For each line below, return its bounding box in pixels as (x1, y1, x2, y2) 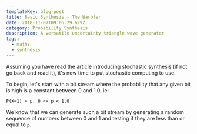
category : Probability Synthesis (6, 25, 88, 31)
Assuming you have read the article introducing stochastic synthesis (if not (6, 63, 188, 70)
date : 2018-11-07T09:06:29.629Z (6, 19, 85, 25)
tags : (6, 36, 19, 42)
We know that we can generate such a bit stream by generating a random (6, 108, 184, 115)
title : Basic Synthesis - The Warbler (6, 14, 101, 20)
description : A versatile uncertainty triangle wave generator (6, 31, 165, 36)
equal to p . (6, 121, 32, 128)
